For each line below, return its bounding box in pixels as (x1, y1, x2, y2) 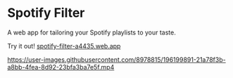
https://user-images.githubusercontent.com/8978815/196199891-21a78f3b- (7, 55, 227, 64)
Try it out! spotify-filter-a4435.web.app (7, 41, 121, 50)
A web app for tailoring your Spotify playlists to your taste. (7, 28, 176, 37)
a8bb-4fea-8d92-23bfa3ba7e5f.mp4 (7, 63, 115, 71)
